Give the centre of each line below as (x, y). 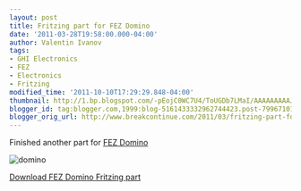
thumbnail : (30, 100)
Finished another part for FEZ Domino (79, 143)
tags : (19, 51)
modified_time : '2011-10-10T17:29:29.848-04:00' (102, 92)
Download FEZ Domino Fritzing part (75, 177)
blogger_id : (31, 109)
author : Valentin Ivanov (56, 42)
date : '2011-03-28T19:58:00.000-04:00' (84, 34)
